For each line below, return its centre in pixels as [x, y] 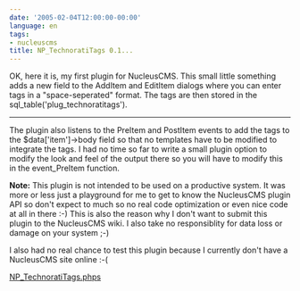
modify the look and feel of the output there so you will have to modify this [146, 159]
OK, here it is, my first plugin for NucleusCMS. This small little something [143, 76]
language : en [33, 26]
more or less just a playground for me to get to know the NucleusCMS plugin [150, 195]
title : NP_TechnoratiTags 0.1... [71, 51]
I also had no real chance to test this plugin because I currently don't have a [149, 250]
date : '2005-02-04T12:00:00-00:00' [75, 17]
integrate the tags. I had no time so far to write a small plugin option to [138, 149]
